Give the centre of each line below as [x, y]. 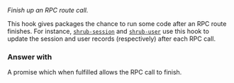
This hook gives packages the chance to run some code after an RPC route [117, 24]
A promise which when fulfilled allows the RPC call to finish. [95, 72]
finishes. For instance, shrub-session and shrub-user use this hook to [108, 31]
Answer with [30, 57]
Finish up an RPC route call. [48, 10]
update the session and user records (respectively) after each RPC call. [112, 39]
